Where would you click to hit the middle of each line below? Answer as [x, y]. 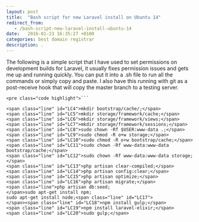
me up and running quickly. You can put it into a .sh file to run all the [90, 75]
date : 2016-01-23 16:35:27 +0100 [50, 34]
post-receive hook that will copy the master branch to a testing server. [92, 87]
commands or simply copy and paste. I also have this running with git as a [97, 81]
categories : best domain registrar [50, 39]
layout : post [22, 12]
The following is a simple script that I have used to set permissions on [92, 62]
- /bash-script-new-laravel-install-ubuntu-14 [73, 28]
